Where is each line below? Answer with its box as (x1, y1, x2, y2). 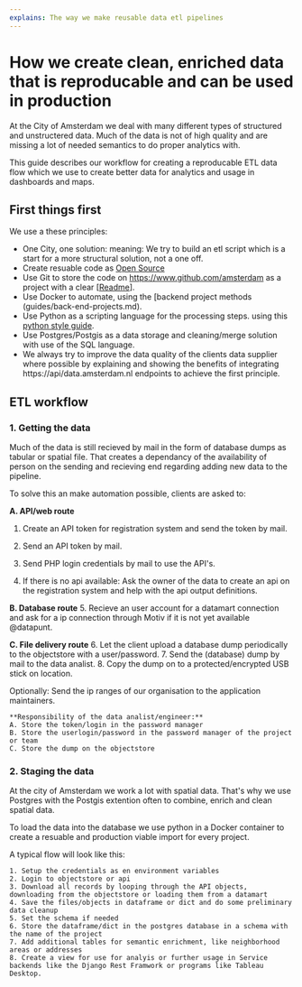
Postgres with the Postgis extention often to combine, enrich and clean (9, 795, 273, 806)
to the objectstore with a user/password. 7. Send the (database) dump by (9, 649, 280, 660)
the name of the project (9, 930, 103, 939)
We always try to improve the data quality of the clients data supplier (22, 349, 278, 360)
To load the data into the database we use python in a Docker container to (9, 822, 285, 833)
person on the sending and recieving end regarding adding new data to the (9, 461, 288, 472)
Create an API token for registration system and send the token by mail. (22, 523, 288, 534)
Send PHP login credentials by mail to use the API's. (22, 558, 216, 569)
